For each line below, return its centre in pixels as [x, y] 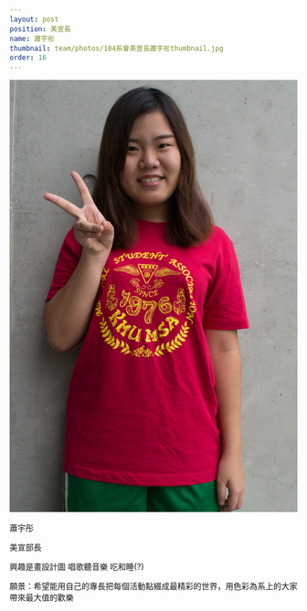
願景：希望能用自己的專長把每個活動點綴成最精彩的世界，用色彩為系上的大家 [153, 585]
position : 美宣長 [40, 29]
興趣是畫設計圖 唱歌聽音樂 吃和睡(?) [77, 566]
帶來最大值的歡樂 [42, 597]
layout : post [34, 19]
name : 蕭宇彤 [32, 38]
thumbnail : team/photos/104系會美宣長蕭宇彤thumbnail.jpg [116, 48]
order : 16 [28, 58]
